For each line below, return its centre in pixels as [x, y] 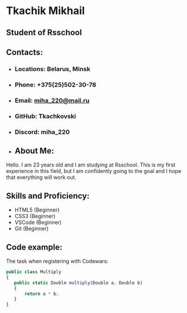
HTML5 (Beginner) [37, 210]
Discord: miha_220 [42, 132]
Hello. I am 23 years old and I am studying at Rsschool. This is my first [91, 165]
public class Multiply [34, 272]
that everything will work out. [41, 178]
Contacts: [25, 52]
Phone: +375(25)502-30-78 [55, 84]
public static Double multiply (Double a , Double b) [78, 283]
